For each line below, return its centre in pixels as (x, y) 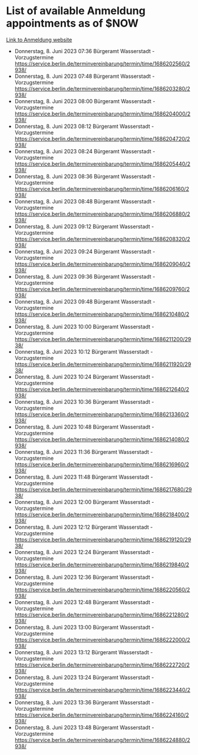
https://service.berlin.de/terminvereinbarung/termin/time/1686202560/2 (102, 64)
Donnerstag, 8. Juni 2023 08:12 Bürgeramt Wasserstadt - (84, 126)
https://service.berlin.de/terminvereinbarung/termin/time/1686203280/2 (102, 88)
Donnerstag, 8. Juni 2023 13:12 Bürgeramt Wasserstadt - (84, 652)
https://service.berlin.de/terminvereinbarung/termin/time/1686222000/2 (102, 639)
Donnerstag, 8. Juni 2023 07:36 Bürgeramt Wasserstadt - (85, 51)
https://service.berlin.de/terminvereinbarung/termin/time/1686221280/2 (102, 615)
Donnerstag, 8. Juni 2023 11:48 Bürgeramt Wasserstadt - (84, 477)
